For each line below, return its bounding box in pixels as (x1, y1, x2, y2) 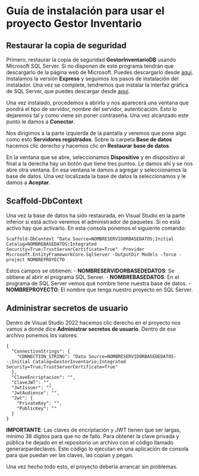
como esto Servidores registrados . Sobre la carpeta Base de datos (6, 136, 172, 143)
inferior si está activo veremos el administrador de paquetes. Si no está (6, 218, 181, 225)
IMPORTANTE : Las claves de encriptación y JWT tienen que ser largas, (6, 426, 181, 433)
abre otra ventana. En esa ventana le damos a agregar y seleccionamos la (6, 166, 187, 173)
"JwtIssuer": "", (11, 385, 55, 391)
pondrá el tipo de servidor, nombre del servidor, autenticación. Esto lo (6, 106, 177, 112)
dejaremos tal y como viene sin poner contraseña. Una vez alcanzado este (6, 112, 189, 119)
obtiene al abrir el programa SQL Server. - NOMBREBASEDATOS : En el (6, 273, 179, 280)
